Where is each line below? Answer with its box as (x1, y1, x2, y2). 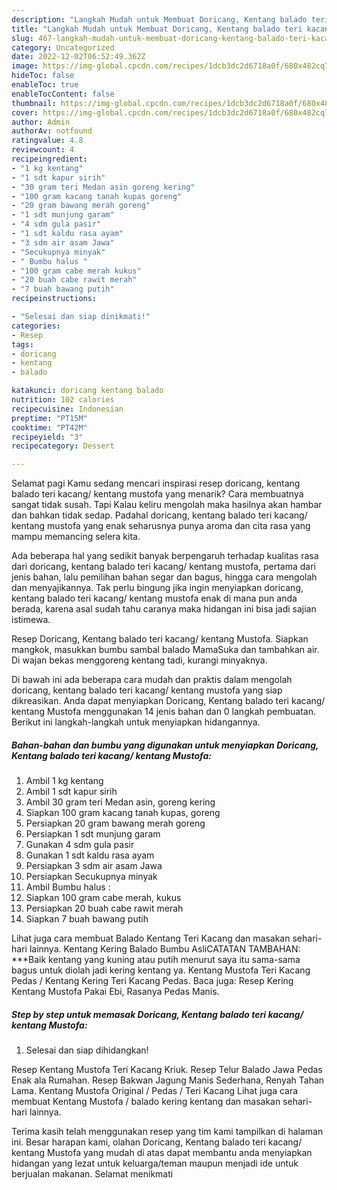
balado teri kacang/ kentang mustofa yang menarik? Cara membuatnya (11, 488, 304, 500)
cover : (11, 107, 39, 118)
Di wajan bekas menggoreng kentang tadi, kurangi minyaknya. (11, 654, 268, 666)
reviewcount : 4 (11, 145, 75, 155)
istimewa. (11, 614, 51, 626)
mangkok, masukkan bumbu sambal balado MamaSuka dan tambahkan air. (11, 644, 320, 656)
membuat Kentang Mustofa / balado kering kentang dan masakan (11, 1096, 281, 1108)
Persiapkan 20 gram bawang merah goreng (25, 817, 206, 830)
